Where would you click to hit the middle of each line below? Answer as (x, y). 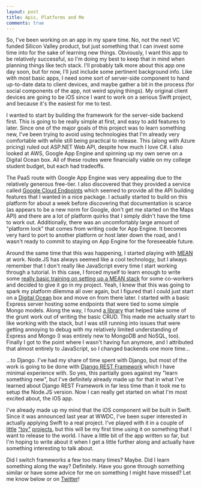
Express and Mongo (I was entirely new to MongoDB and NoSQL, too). (93, 336)
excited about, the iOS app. (40, 399)
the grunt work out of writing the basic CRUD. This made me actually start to (100, 317)
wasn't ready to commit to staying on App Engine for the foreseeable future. (100, 242)
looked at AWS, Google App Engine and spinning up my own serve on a (94, 153)
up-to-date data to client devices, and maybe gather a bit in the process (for (100, 85)
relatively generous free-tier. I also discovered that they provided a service (98, 184)
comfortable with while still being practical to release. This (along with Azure (101, 141)
